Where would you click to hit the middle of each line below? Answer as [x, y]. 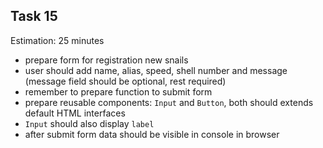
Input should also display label [89, 123]
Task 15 [34, 16]
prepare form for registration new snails [106, 60]
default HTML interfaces [75, 113]
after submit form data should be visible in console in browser [152, 134]
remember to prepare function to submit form [118, 91]
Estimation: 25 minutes [57, 40]
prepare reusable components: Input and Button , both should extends [169, 102]
